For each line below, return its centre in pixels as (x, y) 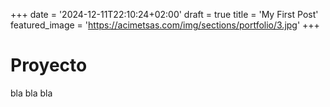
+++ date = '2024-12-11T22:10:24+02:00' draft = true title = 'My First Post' (164, 14)
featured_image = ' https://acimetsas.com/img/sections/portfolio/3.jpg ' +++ (165, 25)
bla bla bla (31, 93)
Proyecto (49, 65)
